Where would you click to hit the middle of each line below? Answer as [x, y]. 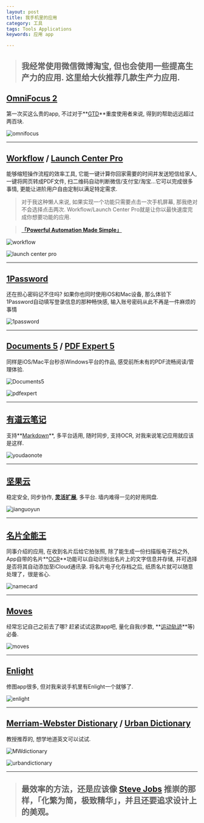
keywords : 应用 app [30, 35]
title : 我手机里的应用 [32, 18]
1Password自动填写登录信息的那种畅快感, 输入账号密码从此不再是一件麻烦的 [101, 301]
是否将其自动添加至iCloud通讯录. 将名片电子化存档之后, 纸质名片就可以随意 [100, 566]
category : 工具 [25, 23]
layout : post [23, 12]
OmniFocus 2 [32, 98]
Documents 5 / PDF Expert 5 [61, 346]
